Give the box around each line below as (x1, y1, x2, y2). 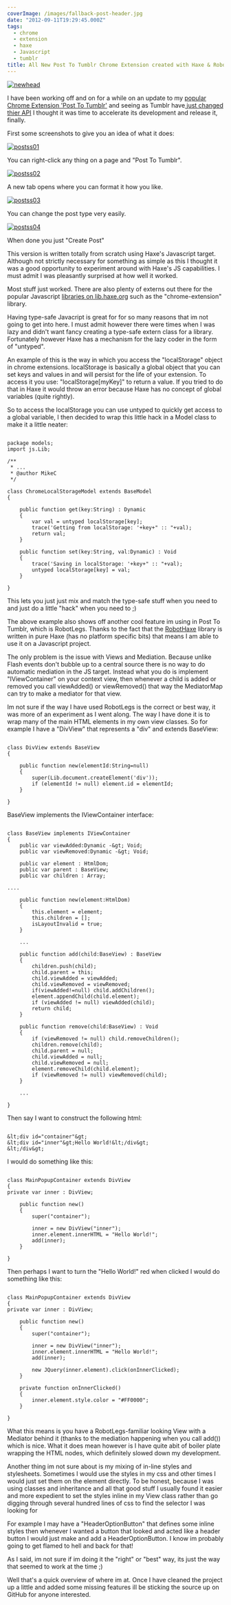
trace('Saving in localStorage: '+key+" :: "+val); (32, 560, 184, 567)
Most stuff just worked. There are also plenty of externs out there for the (7, 284, 213, 293)
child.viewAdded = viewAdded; (32, 974, 118, 982)
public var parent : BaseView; (19, 866, 109, 873)
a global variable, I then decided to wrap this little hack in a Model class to (7, 413, 217, 421)
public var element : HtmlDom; (19, 860, 109, 867)
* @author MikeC (10, 470, 57, 477)
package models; (7, 440, 54, 446)
